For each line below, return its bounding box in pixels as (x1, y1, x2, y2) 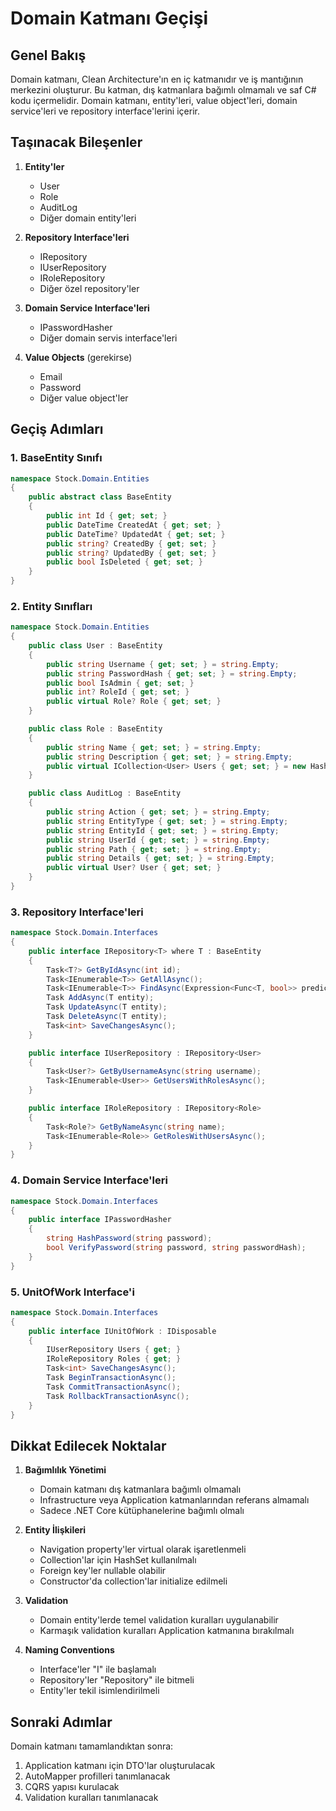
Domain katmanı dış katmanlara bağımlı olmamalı (39, 1483, 242, 1496)
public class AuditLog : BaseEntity (28, 788, 182, 799)
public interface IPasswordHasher (28, 1215, 172, 1225)
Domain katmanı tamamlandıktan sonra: (10, 1740, 174, 1752)
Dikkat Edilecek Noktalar (10, 1437, 167, 1454)
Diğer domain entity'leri (39, 212, 137, 224)
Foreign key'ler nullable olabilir (39, 1565, 167, 1577)
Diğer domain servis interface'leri (39, 332, 178, 344)
